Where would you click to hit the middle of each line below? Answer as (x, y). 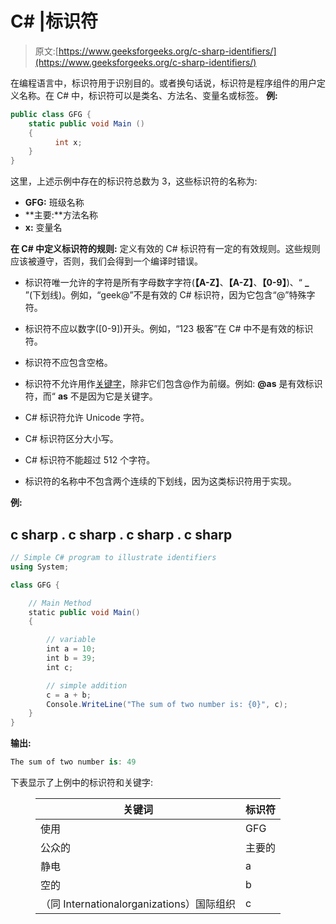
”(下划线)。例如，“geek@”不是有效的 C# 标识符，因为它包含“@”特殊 (165, 295)
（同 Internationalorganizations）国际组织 (138, 904)
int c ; (60, 667)
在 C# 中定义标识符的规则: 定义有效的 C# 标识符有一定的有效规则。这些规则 (165, 249)
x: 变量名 (43, 228)
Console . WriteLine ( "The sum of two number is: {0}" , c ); (167, 704)
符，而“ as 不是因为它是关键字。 (91, 396)
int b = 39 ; (71, 658)
